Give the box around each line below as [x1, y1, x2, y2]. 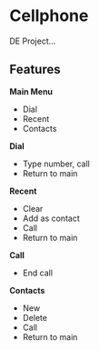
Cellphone [9, 5, 89, 26]
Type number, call [22, 158, 91, 169]
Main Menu [9, 85, 53, 96]
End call [22, 267, 53, 278]
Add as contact [22, 213, 80, 224]
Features [9, 62, 61, 77]
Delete [22, 312, 48, 323]
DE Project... [9, 35, 56, 46]
